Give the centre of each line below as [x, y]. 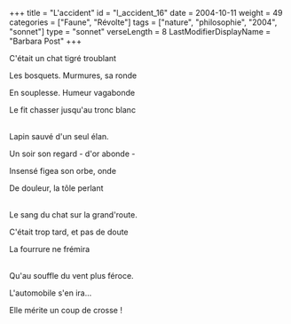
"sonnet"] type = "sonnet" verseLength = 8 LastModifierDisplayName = [140, 32]
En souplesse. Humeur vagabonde [72, 93]
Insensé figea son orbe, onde [63, 171]
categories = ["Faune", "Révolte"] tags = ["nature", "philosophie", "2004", [143, 22]
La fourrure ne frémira [50, 249]
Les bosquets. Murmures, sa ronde [73, 75]
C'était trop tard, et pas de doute [69, 232]
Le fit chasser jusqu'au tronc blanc [72, 110]
